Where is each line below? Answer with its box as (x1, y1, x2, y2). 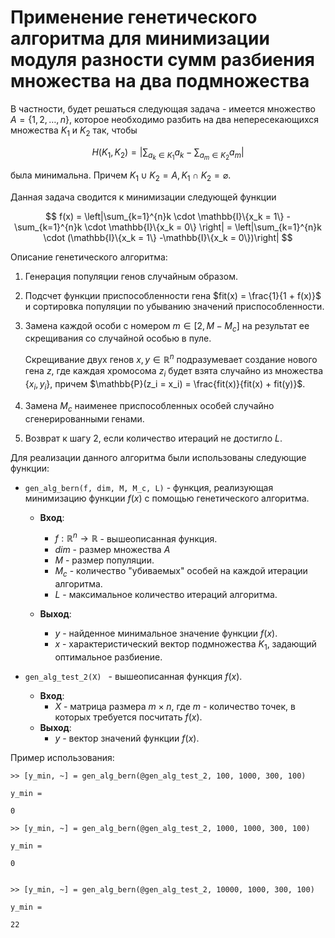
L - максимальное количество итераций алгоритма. (54, 588, 278, 600)
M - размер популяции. (54, 554, 155, 566)
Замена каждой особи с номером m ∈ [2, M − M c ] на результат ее (24, 319, 310, 334)
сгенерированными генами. (24, 412, 145, 425)
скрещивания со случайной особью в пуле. (24, 332, 212, 345)
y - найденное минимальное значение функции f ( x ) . (54, 627, 278, 639)
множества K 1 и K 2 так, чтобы (10, 124, 138, 138)
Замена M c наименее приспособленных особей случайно (24, 399, 275, 414)
